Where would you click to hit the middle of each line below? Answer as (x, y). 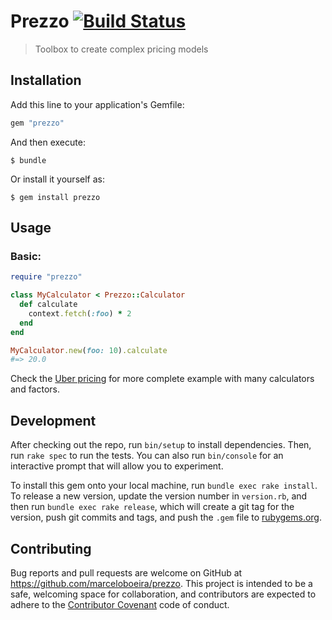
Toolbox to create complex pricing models (121, 49)
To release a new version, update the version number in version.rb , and (159, 496)
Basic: (26, 256)
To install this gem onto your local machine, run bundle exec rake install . (164, 486)
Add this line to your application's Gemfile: (97, 104)
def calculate (48, 305)
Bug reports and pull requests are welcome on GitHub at (126, 572)
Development (53, 420)
